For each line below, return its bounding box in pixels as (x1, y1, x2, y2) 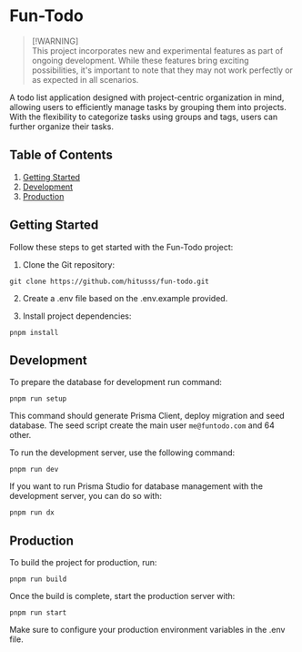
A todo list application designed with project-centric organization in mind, (9, 92, 285, 103)
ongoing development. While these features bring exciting (31, 55, 249, 66)
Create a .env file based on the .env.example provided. (22, 292, 228, 303)
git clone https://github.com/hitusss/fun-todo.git (9, 277, 209, 286)
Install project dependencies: (22, 311, 132, 321)
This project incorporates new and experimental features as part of (31, 45, 284, 56)
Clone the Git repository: (22, 259, 116, 270)
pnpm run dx (9, 508, 55, 517)
